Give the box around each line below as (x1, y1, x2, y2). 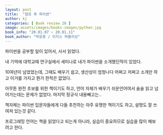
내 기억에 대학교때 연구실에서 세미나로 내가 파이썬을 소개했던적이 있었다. (5, 58, 142, 64)
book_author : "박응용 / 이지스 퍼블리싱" (5, 35, 81, 39)
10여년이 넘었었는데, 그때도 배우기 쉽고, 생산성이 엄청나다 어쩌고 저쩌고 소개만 (5, 69, 153, 75)
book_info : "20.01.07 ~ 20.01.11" (5, 30, 76, 35)
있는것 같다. (14, 108, 37, 114)
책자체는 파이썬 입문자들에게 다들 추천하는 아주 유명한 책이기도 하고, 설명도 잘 (5, 102, 152, 108)
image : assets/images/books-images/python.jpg (5, 25, 102, 30)
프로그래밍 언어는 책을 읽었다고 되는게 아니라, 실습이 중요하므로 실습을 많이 (5, 118, 147, 124)
